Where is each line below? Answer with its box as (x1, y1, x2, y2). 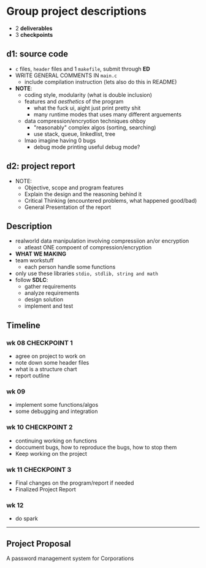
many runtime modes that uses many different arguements (33, 110, 182, 118)
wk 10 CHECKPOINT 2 (6, 423, 73, 431)
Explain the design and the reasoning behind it (24, 190, 142, 197)
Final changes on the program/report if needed (15, 479, 134, 487)
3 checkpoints (15, 31, 53, 38)
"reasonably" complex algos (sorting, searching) (33, 124, 156, 131)
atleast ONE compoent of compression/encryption (24, 244, 152, 251)
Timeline (6, 320, 41, 330)
